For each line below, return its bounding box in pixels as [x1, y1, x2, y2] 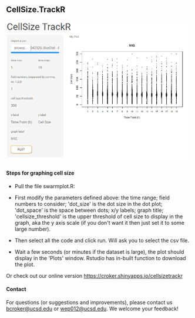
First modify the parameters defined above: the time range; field [14, 194, 170, 201]
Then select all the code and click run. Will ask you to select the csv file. [14, 237, 190, 244]
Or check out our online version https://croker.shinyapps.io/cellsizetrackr [6, 272, 183, 279]
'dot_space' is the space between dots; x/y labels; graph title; [14, 206, 163, 214]
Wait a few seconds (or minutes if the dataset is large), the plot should [14, 248, 184, 255]
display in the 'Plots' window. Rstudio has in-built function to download [14, 254, 186, 261]
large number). [14, 225, 51, 232]
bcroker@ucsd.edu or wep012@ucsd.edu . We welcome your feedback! [6, 305, 179, 312]
